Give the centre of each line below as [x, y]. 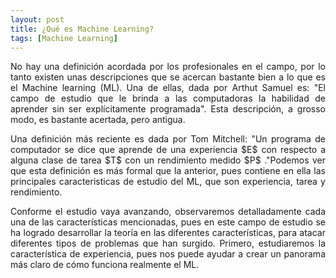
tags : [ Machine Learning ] [64, 38]
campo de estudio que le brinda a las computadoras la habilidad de [168, 98]
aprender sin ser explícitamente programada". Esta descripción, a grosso [168, 109]
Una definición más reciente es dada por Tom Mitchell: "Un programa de [168, 139]
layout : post [37, 19]
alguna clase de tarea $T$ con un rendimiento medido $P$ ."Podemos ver [168, 160]
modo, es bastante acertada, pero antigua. [98, 120]
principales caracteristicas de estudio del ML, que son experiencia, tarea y [168, 182]
